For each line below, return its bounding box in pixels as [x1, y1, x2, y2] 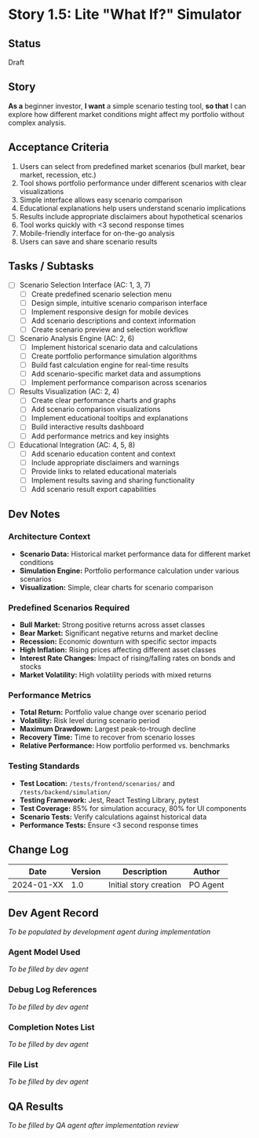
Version [71, 866, 101, 877]
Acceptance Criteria [8, 141, 109, 154]
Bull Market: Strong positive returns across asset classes [19, 619, 206, 630]
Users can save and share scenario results [19, 237, 158, 246]
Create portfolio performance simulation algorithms [31, 351, 198, 361]
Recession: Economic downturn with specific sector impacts [19, 637, 217, 646]
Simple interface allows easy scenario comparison [19, 195, 183, 204]
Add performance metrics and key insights [31, 431, 170, 441]
